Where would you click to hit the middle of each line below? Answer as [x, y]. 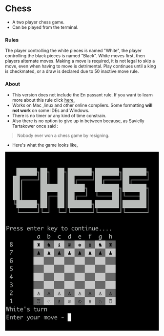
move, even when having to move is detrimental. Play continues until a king [81, 66]
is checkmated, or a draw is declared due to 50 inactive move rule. [72, 71]
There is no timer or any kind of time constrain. [59, 115]
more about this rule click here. [43, 100]
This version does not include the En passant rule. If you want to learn [82, 95]
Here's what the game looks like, [45, 145]
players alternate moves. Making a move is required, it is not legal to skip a [80, 61]
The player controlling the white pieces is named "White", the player [73, 51]
